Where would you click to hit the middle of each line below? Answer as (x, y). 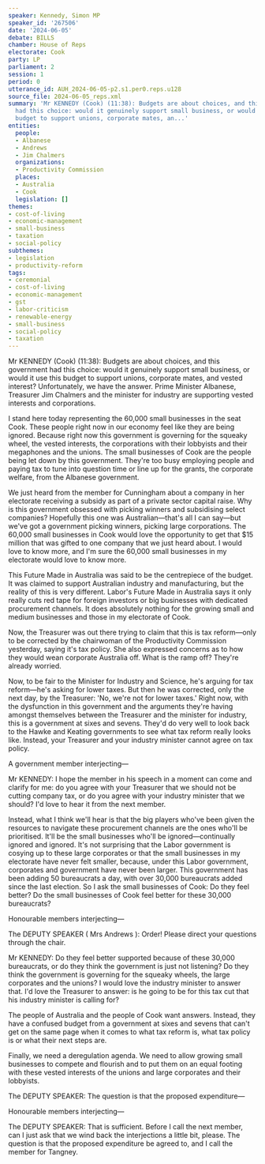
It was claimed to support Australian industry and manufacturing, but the (126, 584)
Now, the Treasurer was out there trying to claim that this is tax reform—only (132, 632)
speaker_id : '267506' (44, 23)
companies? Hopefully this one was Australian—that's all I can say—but (125, 518)
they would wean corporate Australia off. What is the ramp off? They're (123, 657)
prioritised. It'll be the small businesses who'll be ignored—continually (121, 836)
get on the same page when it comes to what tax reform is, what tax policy (129, 1032)
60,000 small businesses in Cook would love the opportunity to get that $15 (131, 535)
